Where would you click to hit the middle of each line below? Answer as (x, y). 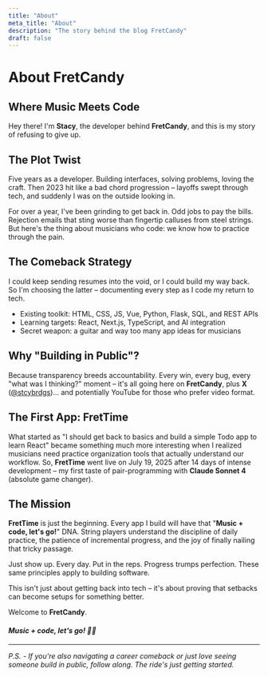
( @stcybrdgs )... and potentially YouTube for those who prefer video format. (132, 392)
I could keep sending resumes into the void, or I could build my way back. (129, 281)
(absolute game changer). (51, 479)
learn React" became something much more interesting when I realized (125, 445)
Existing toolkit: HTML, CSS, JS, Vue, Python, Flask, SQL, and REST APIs (139, 313)
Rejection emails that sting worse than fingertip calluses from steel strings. (131, 220)
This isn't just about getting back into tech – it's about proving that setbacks (133, 588)
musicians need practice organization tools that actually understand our (126, 453)
